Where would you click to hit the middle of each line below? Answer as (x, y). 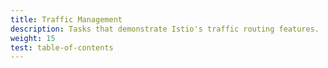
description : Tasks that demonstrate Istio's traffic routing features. (165, 29)
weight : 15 (33, 38)
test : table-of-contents (62, 47)
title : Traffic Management (66, 19)
